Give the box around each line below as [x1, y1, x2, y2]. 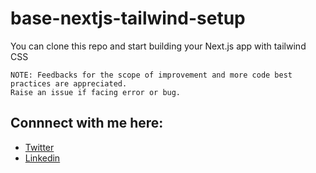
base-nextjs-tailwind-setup [10, 7, 246, 30]
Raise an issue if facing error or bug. [10, 87, 182, 97]
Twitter [24, 141, 55, 153]
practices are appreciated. [10, 78, 128, 89]
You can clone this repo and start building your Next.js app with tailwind [10, 40, 307, 52]
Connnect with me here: [10, 115, 164, 132]
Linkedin [24, 152, 61, 164]
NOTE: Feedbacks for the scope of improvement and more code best [10, 70, 293, 80]
